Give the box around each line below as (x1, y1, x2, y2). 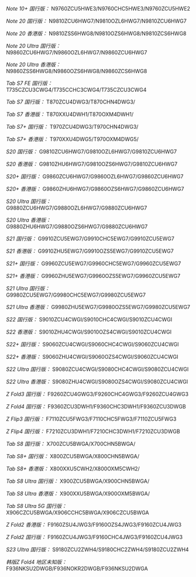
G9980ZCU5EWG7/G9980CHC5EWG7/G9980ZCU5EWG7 (6, 291, 146, 298)
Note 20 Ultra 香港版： (6, 61, 61, 68)
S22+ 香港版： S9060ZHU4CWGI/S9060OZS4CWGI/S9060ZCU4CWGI (6, 353, 178, 360)
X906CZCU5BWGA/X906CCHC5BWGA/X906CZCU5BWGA (6, 509, 149, 516)
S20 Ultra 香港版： (6, 217, 51, 224)
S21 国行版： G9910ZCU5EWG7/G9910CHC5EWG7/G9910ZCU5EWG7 (6, 235, 174, 242)
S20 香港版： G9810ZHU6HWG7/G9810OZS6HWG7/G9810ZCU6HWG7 (6, 160, 178, 167)
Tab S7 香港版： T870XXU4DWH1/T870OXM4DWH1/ (6, 111, 133, 118)
